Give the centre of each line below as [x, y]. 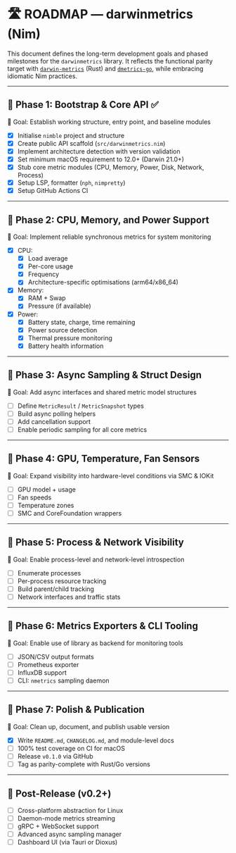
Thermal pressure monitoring [70, 338]
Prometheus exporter [48, 664]
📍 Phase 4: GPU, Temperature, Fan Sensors [104, 459]
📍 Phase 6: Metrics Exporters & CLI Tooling [103, 626]
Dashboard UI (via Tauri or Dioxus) [67, 842]
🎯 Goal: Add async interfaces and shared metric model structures [102, 392]
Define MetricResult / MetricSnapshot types [80, 406]
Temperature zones [46, 505]
